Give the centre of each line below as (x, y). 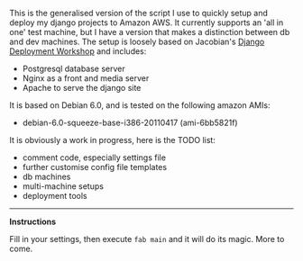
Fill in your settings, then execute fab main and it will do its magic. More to (147, 239)
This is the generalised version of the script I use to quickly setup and (139, 13)
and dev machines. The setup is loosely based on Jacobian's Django (137, 41)
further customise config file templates (95, 167)
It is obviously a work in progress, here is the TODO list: (113, 140)
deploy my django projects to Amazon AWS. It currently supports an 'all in (147, 22)
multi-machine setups (63, 186)
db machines (46, 176)
